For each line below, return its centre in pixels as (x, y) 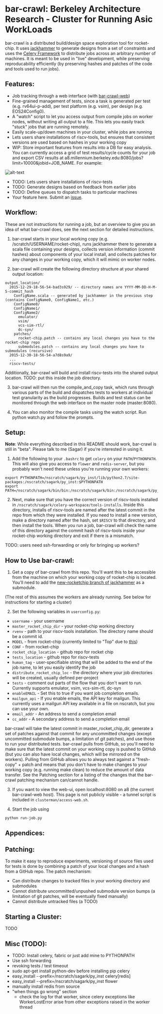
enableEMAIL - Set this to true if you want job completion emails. (76, 693)
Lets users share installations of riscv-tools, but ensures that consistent (83, 137)
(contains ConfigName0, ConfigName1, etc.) (50, 300)
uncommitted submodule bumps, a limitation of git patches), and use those (80, 739)
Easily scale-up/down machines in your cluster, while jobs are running (82, 132)
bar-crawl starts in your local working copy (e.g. (60, 238)
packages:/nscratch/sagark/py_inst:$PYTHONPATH (54, 482)
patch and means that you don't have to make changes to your (85, 765)
